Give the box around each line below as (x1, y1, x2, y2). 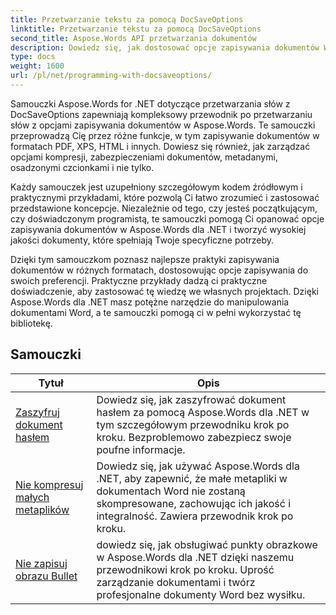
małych (15, 490, 50, 504)
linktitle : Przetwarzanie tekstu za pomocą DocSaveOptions (10, 24, 262, 34)
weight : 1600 (10, 61, 65, 71)
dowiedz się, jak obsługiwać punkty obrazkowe (96, 537, 318, 551)
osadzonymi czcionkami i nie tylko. (10, 161, 155, 173)
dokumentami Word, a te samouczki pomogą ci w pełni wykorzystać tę (10, 306, 302, 318)
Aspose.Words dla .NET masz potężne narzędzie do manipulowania (10, 296, 290, 308)
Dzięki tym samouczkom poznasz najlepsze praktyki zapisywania (10, 253, 280, 265)
